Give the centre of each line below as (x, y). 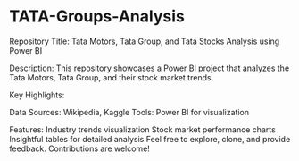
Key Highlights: (37, 95)
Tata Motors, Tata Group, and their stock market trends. (112, 77)
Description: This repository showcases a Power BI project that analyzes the (149, 68)
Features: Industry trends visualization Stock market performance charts (143, 129)
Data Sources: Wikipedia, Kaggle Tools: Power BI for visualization (129, 112)
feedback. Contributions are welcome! (79, 148)
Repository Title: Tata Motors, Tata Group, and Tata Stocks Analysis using (145, 41)
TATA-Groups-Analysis (97, 17)
